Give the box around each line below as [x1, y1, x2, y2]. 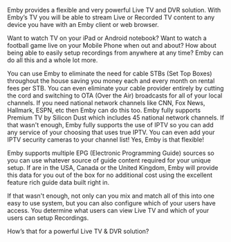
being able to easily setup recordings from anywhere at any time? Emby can [7, 48, 223, 57]
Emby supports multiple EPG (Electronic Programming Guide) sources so [7, 149, 214, 157]
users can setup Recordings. [7, 214, 89, 222]
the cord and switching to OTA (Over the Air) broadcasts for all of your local [7, 91, 223, 100]
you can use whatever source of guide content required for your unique [7, 156, 211, 165]
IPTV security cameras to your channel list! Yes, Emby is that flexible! [7, 136, 204, 144]
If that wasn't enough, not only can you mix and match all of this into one [7, 192, 214, 200]
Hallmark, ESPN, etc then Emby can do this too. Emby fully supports [7, 106, 201, 114]
